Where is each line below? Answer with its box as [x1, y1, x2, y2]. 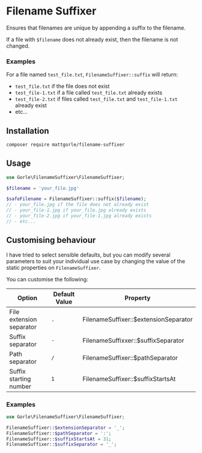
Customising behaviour [6, 235, 96, 245]
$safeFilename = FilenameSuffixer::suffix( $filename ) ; [6, 196, 147, 202]
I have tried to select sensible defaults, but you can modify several [6, 251, 171, 258]
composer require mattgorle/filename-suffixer [6, 142, 125, 148]
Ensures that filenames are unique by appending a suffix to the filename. [6, 24, 186, 31]
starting [9, 375, 31, 383]
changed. [6, 42, 30, 49]
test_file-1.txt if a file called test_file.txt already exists [14, 89, 162, 96]
